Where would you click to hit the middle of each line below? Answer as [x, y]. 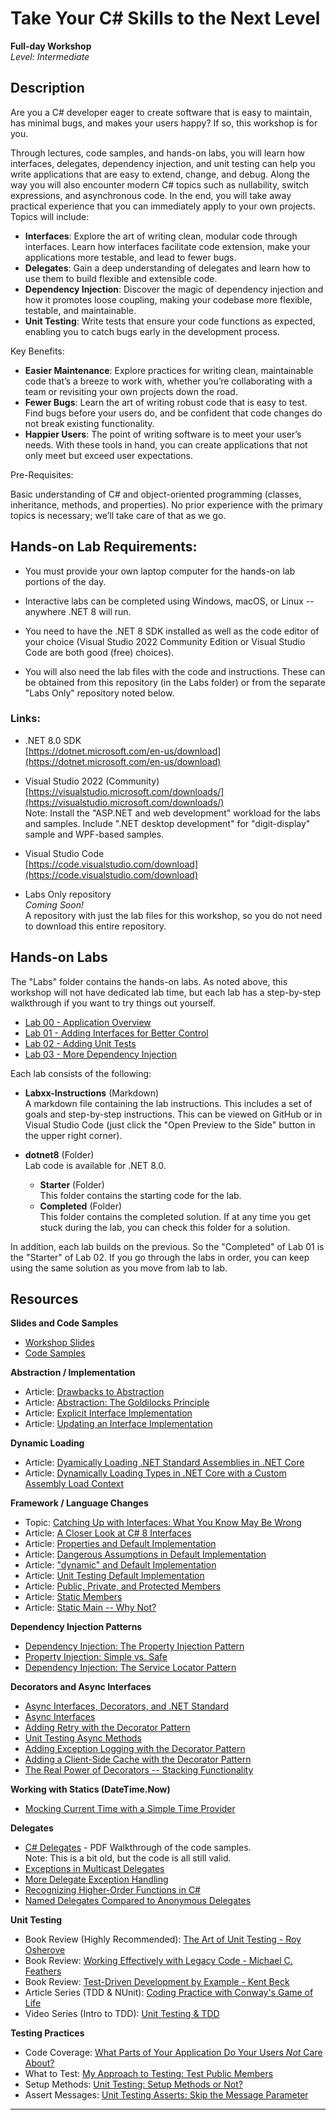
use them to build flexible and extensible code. [121, 278]
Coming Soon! [54, 904]
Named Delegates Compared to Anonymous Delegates [138, 1901]
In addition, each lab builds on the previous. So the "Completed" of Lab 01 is [167, 1246]
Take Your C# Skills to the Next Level [165, 18]
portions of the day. [65, 581]
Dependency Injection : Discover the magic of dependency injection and [174, 289]
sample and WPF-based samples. [94, 834]
